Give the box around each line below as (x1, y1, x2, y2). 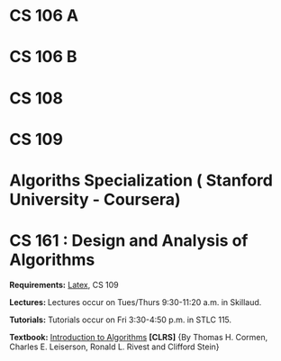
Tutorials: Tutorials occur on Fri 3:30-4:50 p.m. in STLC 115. (9, 314, 232, 325)
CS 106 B (9, 47, 77, 68)
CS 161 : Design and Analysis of (9, 230, 249, 251)
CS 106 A (9, 5, 79, 26)
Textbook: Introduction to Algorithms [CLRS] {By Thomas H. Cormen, (9, 331, 268, 342)
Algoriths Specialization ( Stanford (9, 170, 273, 190)
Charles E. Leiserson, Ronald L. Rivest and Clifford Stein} (9, 341, 220, 352)
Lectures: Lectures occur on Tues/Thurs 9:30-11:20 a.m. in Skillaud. (9, 296, 262, 307)
